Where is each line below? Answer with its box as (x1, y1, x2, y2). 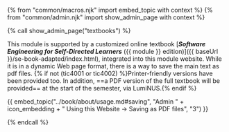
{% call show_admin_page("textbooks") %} (7, 27, 131, 35)
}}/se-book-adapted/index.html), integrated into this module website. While (7, 55, 222, 63)
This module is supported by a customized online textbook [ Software (7, 40, 206, 48)
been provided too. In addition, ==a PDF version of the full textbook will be (7, 77, 221, 85)
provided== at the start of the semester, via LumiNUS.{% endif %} (7, 84, 197, 92)
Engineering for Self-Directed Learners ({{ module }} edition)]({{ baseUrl (7, 48, 219, 55)
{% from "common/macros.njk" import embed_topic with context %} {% (7, 6, 214, 14)
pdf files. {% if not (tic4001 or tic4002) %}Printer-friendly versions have (7, 69, 213, 77)
